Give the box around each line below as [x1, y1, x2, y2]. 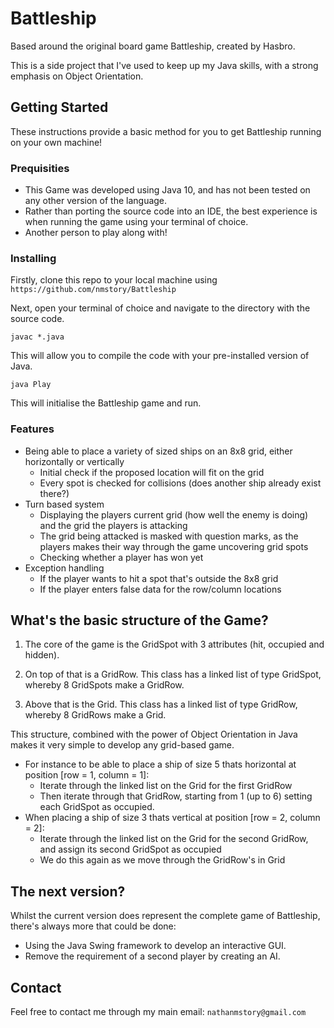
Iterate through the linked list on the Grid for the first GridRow [39, 780, 293, 792]
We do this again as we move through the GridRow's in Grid [39, 854, 286, 866]
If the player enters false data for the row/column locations [39, 583, 282, 595]
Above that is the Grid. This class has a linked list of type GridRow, [24, 698, 298, 711]
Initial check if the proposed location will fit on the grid [39, 466, 265, 478]
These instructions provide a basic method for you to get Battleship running [10, 125, 322, 137]
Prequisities [10, 161, 70, 175]
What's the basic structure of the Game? [10, 612, 269, 629]
